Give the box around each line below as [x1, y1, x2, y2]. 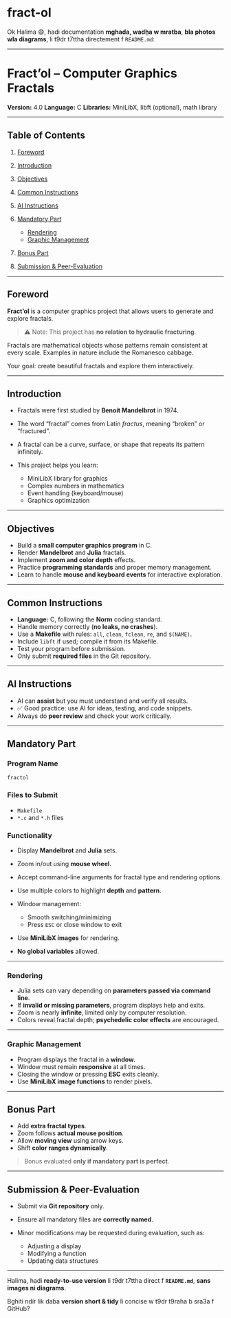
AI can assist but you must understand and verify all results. [16, 697, 188, 705]
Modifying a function [27, 1250, 87, 1258]
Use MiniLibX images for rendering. [16, 934, 120, 942]
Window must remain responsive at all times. [16, 1062, 146, 1070]
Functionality [7, 830, 53, 840]
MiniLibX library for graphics [27, 475, 108, 483]
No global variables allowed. [16, 947, 100, 956]
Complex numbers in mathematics [27, 481, 125, 490]
